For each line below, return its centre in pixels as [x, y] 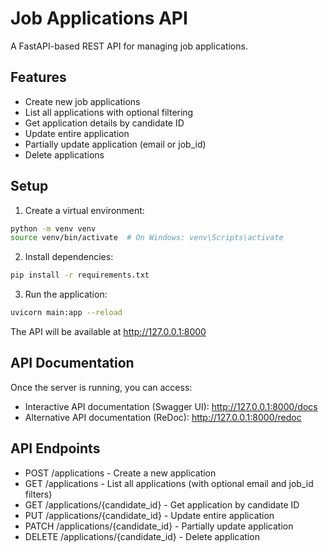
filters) [38, 494]
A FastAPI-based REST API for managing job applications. [129, 46]
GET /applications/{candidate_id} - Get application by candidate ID [162, 504]
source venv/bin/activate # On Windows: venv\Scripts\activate [147, 238]
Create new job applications [82, 101]
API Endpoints [55, 448]
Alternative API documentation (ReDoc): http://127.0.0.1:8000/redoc [163, 417]
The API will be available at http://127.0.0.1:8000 [108, 332]
